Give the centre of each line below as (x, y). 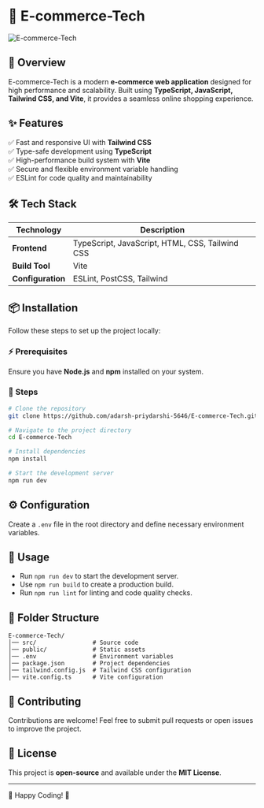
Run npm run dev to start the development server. (99, 576)
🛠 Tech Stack (42, 204)
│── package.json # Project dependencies (89, 664)
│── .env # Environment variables (91, 657)
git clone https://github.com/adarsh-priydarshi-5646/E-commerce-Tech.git (133, 416)
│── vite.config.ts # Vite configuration (86, 677)
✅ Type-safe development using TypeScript (80, 151)
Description (163, 230)
